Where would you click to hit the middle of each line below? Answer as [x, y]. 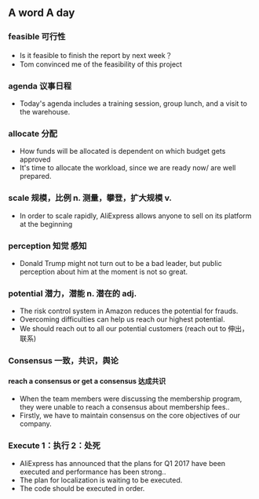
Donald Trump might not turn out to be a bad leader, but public [120, 263]
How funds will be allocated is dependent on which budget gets [122, 151]
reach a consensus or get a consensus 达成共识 [87, 381]
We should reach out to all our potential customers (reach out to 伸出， [134, 329]
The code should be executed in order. [82, 488]
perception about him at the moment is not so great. [104, 271]
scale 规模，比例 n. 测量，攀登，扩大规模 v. [90, 198]
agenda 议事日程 [40, 86]
